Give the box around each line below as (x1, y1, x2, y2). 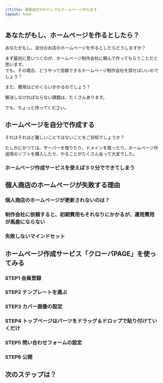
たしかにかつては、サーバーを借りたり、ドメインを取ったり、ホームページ (5, 145, 154, 151)
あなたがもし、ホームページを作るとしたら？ (5, 31, 140, 39)
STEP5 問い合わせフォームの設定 (5, 339, 82, 346)
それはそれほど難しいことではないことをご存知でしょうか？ (5, 135, 125, 140)
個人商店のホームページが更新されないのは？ (5, 197, 110, 203)
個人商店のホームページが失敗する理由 (5, 181, 121, 189)
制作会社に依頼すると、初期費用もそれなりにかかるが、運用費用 (5, 211, 155, 218)
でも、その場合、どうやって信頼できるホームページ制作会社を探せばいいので (5, 68, 159, 73)
